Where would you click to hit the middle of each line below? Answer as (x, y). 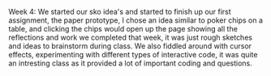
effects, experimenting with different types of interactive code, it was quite (133, 55)
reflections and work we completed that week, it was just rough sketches (131, 37)
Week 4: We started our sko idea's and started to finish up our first (120, 12)
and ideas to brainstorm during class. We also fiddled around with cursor (130, 46)
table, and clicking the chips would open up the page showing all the (123, 29)
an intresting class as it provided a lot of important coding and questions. (131, 63)
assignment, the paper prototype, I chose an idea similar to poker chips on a (136, 20)
